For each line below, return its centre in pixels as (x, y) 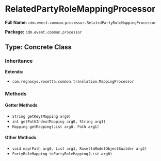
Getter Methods (21, 105)
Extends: (14, 72)
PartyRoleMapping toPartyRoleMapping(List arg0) (62, 154)
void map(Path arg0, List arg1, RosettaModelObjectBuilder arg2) (79, 149)
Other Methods (21, 138)
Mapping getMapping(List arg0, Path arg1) (56, 127)
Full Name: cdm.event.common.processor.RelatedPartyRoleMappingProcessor (81, 22)
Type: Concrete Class (38, 47)
